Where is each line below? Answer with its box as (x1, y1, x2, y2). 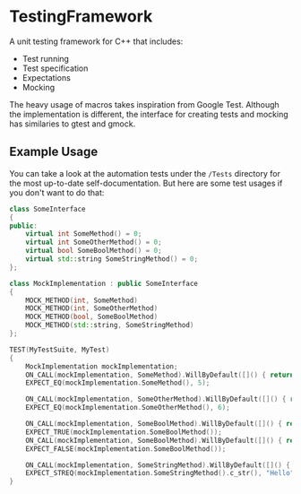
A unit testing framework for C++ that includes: (9, 36, 184, 47)
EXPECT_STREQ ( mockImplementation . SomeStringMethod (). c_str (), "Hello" (25, 469, 295, 478)
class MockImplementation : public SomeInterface (9, 279, 199, 288)
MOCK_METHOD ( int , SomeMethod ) (25, 296, 139, 305)
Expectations (21, 72, 72, 82)
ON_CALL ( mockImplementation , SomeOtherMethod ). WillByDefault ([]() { (25, 394, 287, 404)
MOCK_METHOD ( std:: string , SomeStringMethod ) (25, 321, 194, 330)
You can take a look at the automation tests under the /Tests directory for (9, 168, 280, 178)
